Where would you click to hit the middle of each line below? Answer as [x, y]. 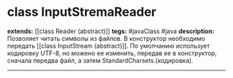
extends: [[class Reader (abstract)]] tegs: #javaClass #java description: [111, 31]
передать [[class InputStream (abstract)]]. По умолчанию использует [109, 46]
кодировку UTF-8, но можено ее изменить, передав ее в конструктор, [112, 53]
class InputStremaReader [82, 12]
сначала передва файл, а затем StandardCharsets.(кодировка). [100, 60]
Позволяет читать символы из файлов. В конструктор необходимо [106, 38]
